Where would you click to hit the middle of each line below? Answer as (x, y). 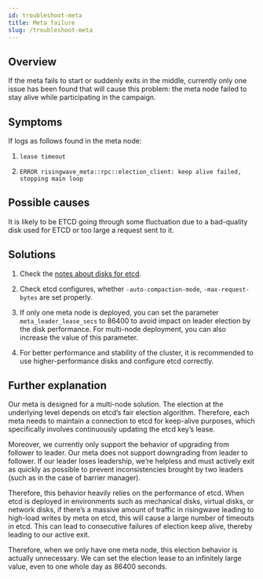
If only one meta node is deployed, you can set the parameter (119, 312)
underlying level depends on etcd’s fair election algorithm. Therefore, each (129, 413)
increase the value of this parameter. (79, 337)
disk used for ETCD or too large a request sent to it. (91, 230)
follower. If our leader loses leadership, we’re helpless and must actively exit (131, 461)
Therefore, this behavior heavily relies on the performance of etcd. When (126, 493)
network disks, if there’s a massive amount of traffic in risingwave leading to (131, 510)
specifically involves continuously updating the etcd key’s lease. (112, 429)
